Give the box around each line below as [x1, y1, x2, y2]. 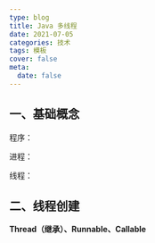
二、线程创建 [9, 198, 80, 214]
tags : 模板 [9, 46, 47, 55]
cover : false [9, 54, 58, 63]
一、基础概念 [9, 106, 80, 121]
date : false [17, 71, 62, 80]
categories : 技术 [9, 38, 71, 47]
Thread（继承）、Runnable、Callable [9, 224, 147, 235]
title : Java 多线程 [9, 21, 77, 30]
